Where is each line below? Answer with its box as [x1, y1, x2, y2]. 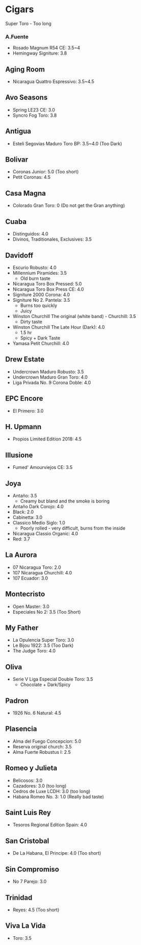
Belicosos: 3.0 [12, 777, 43, 783]
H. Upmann [5, 422, 42, 431]
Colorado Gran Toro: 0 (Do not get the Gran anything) [12, 202, 125, 208]
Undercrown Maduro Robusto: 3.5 [12, 369, 84, 375]
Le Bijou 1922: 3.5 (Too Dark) [12, 642, 74, 648]
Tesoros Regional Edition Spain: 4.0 [12, 822, 88, 828]
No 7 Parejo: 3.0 [12, 878, 47, 885]
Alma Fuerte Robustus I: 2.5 [12, 749, 71, 755]
